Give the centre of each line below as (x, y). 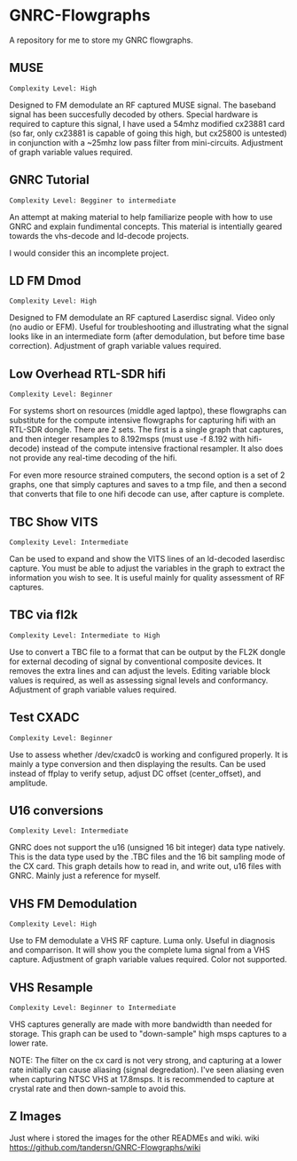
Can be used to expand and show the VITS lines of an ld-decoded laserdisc (147, 559)
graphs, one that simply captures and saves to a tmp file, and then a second (148, 485)
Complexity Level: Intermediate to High (85, 636)
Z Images (35, 1116)
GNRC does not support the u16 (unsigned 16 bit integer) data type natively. (147, 848)
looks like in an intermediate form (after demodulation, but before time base (147, 336)
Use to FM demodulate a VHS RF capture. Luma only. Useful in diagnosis (142, 941)
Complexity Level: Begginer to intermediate (93, 201)
